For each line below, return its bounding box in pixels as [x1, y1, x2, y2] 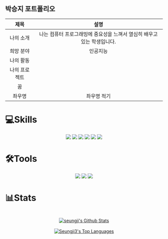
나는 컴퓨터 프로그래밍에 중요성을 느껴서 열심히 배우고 [39, 31, 158, 38]
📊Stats [5, 192, 36, 203]
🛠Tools [5, 153, 37, 164]
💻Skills [5, 114, 37, 125]
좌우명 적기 [86, 92, 111, 99]
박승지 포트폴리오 [5, 5, 55, 14]
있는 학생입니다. [80, 38, 116, 45]
